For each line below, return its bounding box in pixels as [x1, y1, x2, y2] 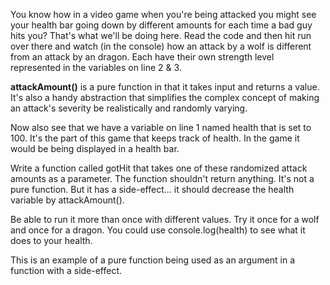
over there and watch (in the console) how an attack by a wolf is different [10, 40, 312, 52]
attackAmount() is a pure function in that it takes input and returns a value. [10, 81, 320, 93]
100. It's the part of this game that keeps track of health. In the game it [10, 132, 300, 144]
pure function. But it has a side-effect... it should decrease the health [10, 184, 295, 195]
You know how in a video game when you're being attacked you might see [10, 9, 317, 20]
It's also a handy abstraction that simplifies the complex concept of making [10, 92, 320, 103]
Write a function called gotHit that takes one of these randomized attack [10, 162, 308, 174]
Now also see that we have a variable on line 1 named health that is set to [10, 122, 312, 133]
